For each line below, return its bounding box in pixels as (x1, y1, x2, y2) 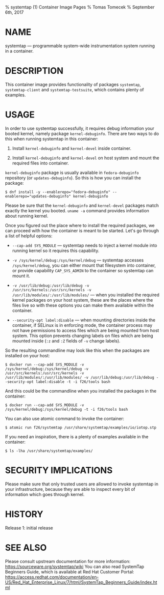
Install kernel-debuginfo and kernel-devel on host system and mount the (12, 155, 160, 161)
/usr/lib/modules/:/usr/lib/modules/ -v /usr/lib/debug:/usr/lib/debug (5, 375, 154, 380)
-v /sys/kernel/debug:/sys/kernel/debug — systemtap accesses (12, 257, 144, 263)
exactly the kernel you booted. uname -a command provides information (5, 207, 149, 213)
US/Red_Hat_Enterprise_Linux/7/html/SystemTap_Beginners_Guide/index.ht (5, 579, 158, 585)
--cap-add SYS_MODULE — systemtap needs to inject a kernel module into (12, 242, 158, 248)
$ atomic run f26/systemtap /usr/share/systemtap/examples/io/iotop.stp (5, 425, 157, 430)
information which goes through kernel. (5, 491, 85, 497)
